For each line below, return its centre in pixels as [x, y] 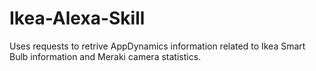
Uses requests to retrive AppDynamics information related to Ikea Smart [157, 46]
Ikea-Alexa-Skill [77, 18]
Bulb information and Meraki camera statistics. [105, 56]
